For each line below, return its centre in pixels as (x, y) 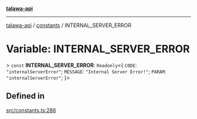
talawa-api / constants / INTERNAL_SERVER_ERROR (69, 25)
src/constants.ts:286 (31, 110)
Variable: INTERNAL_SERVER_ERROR (98, 49)
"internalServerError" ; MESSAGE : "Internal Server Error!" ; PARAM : (86, 71)
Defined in (26, 96)
